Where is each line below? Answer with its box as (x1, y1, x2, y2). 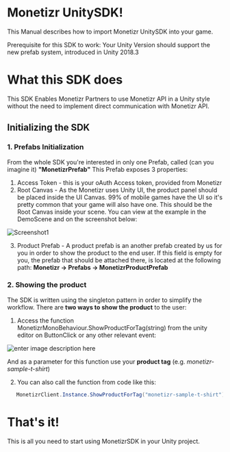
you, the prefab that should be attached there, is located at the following (16, 255, 221, 264)
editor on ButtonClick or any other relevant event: (16, 331, 156, 339)
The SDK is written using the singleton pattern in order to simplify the (7, 296, 202, 304)
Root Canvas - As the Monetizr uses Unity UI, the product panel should (16, 186, 218, 194)
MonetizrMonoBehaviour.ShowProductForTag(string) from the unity (16, 323, 207, 331)
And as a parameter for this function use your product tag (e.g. (7, 357, 186, 366)
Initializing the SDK (7, 122, 90, 134)
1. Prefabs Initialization (7, 142, 84, 152)
